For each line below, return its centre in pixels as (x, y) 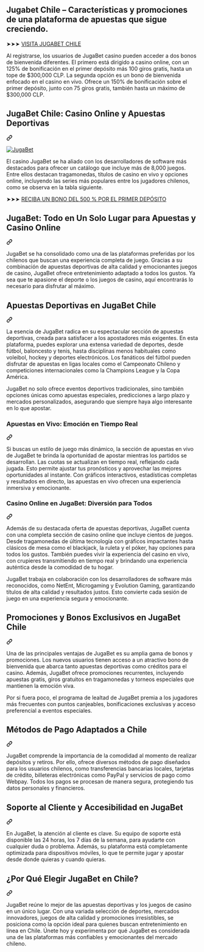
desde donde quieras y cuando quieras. (56, 859)
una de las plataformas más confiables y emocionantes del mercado (92, 937)
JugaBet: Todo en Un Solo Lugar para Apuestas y (101, 218)
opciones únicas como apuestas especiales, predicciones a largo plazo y (98, 395)
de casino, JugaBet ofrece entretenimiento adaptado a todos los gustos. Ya (101, 273)
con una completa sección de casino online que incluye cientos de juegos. (100, 535)
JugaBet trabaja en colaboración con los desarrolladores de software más (99, 579)
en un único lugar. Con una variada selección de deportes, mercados (93, 911)
